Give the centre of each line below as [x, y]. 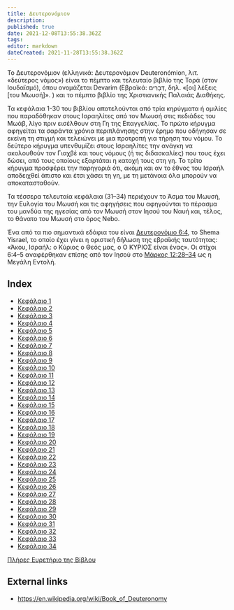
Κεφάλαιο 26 [37, 486]
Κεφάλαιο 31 [36, 524]
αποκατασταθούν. [34, 183]
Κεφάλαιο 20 [37, 442]
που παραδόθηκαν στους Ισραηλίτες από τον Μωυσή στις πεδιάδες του [112, 115]
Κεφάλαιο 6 [35, 338]
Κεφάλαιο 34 [37, 546]
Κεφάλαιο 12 [36, 383]
